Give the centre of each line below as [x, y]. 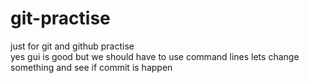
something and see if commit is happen [91, 67]
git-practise [60, 18]
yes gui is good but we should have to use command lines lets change [155, 56]
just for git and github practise [72, 46]
